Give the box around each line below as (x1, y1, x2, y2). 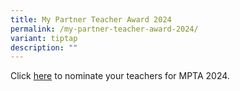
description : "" (10, 42, 78, 53)
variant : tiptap (10, 33, 78, 43)
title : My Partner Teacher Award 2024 (10, 14, 172, 25)
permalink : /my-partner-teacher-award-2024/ (10, 24, 199, 34)
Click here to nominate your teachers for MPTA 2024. (10, 70, 230, 82)
